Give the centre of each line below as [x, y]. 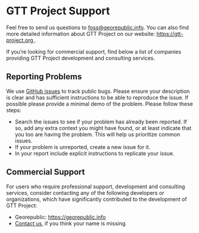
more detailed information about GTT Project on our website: [81, 33]
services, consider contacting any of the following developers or [85, 192]
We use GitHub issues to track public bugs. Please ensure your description [98, 91]
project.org [20, 40]
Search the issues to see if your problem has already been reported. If [101, 122]
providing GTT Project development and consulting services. [81, 58]
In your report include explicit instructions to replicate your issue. [94, 153]
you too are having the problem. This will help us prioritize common [97, 134]
